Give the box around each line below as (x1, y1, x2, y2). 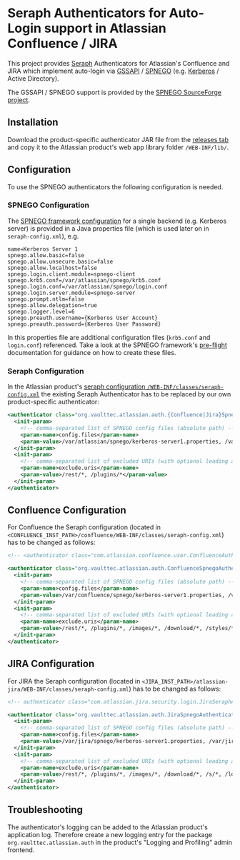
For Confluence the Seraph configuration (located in (7, 523, 161, 531)
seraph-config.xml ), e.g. (7, 231, 79, 240)
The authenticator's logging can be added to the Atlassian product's (7, 823, 209, 831)
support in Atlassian (44, 20, 166, 36)
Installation (7, 116, 59, 129)
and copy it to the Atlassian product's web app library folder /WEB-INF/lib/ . (7, 143, 229, 151)
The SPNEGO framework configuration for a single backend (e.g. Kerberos (7, 216, 227, 225)
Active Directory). (7, 74, 59, 83)
